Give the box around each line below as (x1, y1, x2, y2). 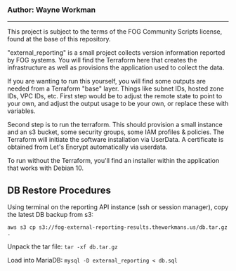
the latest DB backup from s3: (7, 211, 93, 219)
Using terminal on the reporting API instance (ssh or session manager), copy (7, 203, 229, 211)
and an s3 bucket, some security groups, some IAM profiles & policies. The (7, 128, 225, 136)
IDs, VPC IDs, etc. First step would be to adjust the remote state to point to (7, 92, 223, 100)
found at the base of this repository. (7, 35, 111, 44)
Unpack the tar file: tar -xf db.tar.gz (7, 242, 118, 251)
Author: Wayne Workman (7, 5, 96, 15)
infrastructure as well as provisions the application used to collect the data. (7, 63, 225, 72)
